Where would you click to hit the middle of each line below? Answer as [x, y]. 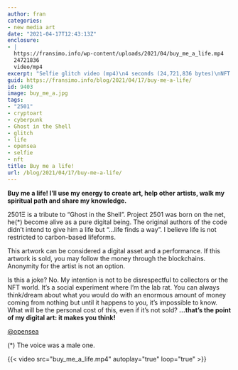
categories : [25, 21]
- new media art [31, 27]
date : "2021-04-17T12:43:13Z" [52, 34]
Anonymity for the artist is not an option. [66, 266]
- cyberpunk [25, 120]
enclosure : [23, 41]
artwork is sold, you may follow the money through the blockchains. [107, 258]
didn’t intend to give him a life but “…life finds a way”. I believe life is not [112, 229]
